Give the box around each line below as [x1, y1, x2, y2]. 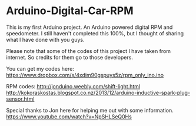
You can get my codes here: [6, 65, 75, 72]
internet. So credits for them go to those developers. [6, 54, 134, 61]
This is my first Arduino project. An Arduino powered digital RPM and [6, 24, 173, 31]
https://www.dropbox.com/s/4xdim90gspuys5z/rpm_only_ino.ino [6, 71, 164, 78]
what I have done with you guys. [6, 36, 85, 43]
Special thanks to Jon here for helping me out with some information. [6, 107, 174, 114]
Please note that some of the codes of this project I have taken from [6, 47, 171, 54]
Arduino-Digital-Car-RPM [6, 4, 134, 18]
